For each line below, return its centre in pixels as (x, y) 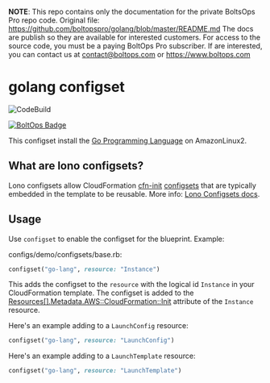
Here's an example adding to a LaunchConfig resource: (98, 326)
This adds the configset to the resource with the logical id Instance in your (132, 285)
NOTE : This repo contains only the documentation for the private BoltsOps (132, 12)
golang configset (66, 87)
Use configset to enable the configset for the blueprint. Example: (116, 239)
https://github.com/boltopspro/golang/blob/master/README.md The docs (131, 29)
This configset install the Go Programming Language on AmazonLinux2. (128, 140)
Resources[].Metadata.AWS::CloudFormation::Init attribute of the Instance (131, 302)
